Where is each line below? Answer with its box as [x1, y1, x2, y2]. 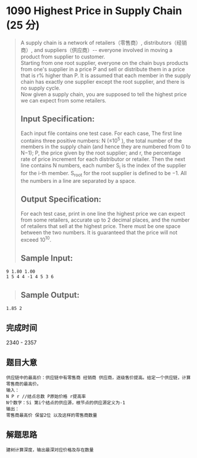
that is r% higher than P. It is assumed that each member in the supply [20, 72, 191, 79]
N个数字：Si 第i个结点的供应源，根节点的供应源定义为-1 [6, 400, 125, 406]
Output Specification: [20, 195, 102, 205]
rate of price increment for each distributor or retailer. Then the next [20, 156, 185, 163]
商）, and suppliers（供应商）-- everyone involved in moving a [20, 46, 173, 54]
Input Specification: [20, 114, 95, 124]
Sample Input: [20, 253, 74, 263]
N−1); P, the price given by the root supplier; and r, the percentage [20, 149, 181, 157]
